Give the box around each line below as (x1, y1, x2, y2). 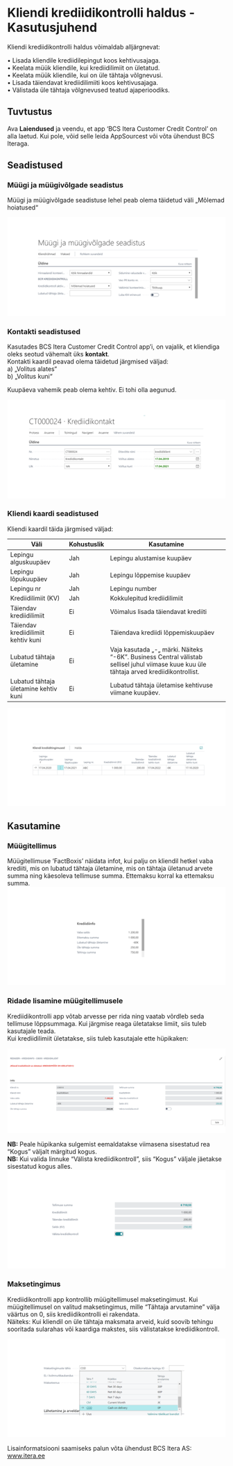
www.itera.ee (7, 1451, 45, 1460)
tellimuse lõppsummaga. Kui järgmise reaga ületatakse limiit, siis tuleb (7, 1019, 207, 1027)
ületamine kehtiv (10, 684, 58, 693)
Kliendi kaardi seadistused (7, 509, 99, 519)
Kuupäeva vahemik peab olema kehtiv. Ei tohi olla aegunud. (7, 386, 177, 394)
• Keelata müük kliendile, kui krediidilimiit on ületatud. (7, 63, 160, 72)
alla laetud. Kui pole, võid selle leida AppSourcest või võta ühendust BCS (7, 132, 215, 140)
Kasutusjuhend (7, 19, 98, 36)
